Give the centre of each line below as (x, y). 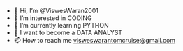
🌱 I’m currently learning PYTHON (61, 25)
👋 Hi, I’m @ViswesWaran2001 (56, 11)
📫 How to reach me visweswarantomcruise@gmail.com (95, 40)
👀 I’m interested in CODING (53, 18)
